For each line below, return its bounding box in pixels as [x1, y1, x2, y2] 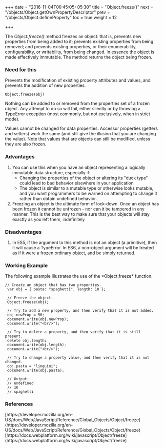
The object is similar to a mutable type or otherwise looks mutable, [19, 185, 154, 191]
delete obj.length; [7, 338, 47, 343]
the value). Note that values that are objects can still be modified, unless [5, 136, 150, 142]
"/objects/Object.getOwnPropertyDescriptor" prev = [5, 9, 110, 15]
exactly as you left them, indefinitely [12, 216, 85, 222]
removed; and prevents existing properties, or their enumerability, [5, 44, 137, 49]
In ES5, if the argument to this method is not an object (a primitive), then [12, 239, 157, 245]
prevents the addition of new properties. [5, 82, 86, 88]
